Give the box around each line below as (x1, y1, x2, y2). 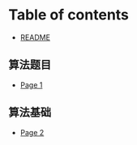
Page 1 (19, 79, 43, 90)
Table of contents (8, 6, 130, 24)
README (19, 32, 51, 42)
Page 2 (19, 127, 45, 137)
